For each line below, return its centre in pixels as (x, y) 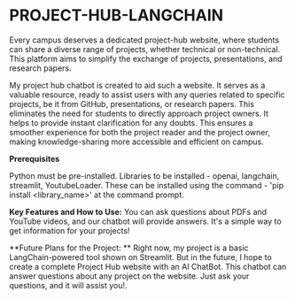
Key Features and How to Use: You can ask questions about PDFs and (138, 211)
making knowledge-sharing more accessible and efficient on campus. (136, 142)
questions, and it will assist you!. (68, 285)
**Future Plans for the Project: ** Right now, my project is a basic (129, 248)
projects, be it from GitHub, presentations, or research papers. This (132, 103)
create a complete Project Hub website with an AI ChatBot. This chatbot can (148, 266)
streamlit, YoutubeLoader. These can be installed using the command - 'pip (147, 185)
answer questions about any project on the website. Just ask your (129, 276)
